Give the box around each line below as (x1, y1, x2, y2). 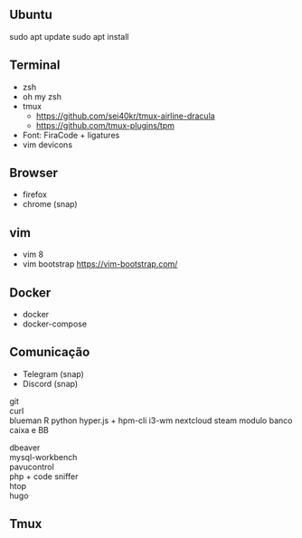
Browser (9, 165, 59, 181)
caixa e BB (9, 424, 50, 435)
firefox (22, 189, 48, 200)
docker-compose (22, 318, 88, 329)
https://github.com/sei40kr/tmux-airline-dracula (35, 110, 215, 121)
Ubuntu (9, 7, 52, 23)
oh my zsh (22, 90, 61, 102)
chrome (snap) (22, 199, 79, 210)
